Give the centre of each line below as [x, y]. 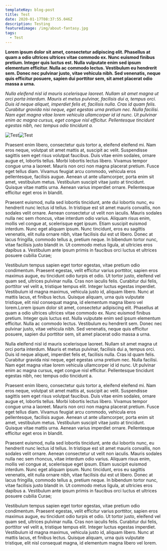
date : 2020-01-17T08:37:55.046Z [39, 19]
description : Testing [28, 24]
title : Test [17, 14]
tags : [11, 33]
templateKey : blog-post [30, 10]
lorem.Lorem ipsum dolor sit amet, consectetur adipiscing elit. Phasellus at [82, 307]
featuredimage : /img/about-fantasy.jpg [47, 28]
